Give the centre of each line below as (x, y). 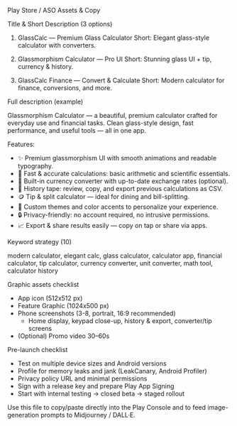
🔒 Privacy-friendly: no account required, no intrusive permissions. (114, 215)
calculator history (33, 271)
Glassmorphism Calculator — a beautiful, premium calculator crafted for (112, 115)
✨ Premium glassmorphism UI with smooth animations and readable (117, 158)
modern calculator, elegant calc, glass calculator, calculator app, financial (115, 256)
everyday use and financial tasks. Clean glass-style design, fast (100, 123)
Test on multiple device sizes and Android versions (92, 364)
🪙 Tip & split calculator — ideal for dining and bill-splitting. (104, 197)
